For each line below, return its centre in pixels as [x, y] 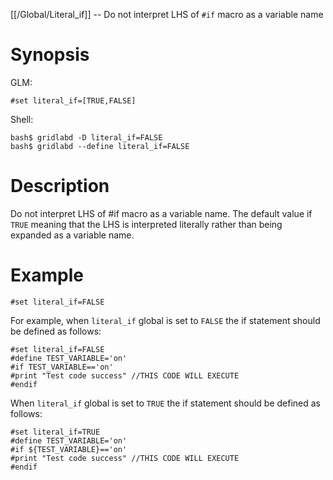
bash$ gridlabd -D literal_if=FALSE [86, 137]
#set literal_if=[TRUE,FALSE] [73, 100]
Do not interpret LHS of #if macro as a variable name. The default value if [161, 213]
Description [60, 186]
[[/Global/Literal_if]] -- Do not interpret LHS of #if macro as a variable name [167, 14]
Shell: [22, 119]
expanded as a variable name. [72, 235]
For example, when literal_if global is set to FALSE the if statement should [165, 320]
